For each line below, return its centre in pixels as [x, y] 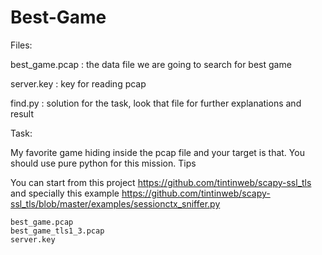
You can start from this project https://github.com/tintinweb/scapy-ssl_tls [161, 182]
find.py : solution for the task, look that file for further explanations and [156, 103]
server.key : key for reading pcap [78, 83]
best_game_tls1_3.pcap [57, 231]
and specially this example [65, 193]
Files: [21, 45]
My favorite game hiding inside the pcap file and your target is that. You [157, 152]
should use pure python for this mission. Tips [103, 163]
